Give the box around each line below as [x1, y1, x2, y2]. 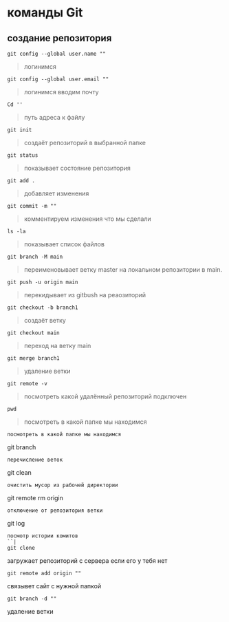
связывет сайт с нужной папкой [7, 582, 102, 590]
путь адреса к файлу [23, 114, 85, 121]
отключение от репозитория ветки [7, 507, 103, 514]
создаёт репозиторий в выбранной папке [23, 139, 146, 147]
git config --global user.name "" [7, 50, 107, 57]
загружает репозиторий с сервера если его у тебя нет [7, 557, 168, 565]
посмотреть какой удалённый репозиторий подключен [23, 392, 187, 400]
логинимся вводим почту [23, 88, 99, 96]
